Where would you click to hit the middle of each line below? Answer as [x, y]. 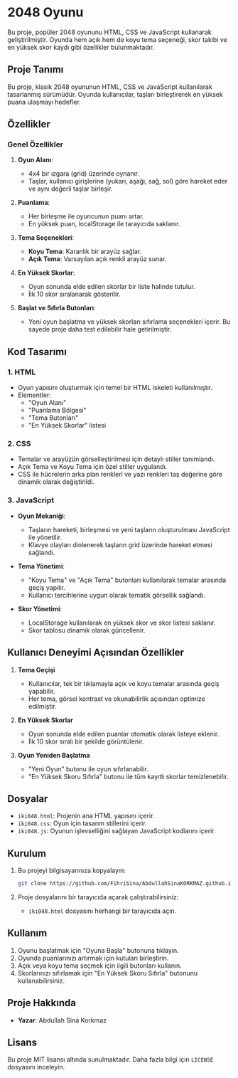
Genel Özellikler [36, 144]
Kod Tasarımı [37, 352]
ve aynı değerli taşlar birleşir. [70, 189]
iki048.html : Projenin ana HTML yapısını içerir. [86, 816]
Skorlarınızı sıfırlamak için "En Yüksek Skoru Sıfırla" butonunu [108, 973]
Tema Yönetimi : [41, 566]
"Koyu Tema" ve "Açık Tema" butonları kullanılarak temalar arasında [127, 580]
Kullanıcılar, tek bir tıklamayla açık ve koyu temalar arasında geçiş [124, 683]
